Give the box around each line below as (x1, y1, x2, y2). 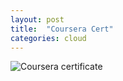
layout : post (10, 14, 65, 25)
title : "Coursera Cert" (10, 24, 114, 34)
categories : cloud (10, 33, 87, 43)
